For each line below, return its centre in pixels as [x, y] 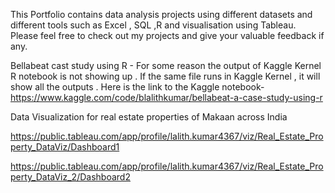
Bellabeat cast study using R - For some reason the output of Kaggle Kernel [166, 65]
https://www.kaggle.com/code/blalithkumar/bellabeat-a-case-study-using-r [166, 97]
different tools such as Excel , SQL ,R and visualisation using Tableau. [153, 25]
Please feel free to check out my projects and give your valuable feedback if [167, 35]
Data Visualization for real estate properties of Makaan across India [149, 117]
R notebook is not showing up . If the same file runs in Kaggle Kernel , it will [165, 76]
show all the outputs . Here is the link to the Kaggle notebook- [137, 87]
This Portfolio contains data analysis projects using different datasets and [161, 14]
